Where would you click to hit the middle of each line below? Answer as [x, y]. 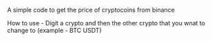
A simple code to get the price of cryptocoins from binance [91, 10]
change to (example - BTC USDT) [54, 30]
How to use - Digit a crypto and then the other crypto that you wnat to [106, 23]
